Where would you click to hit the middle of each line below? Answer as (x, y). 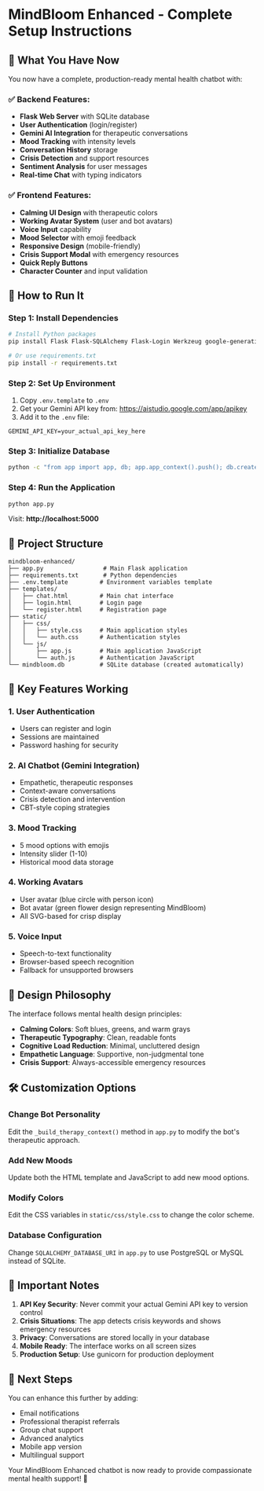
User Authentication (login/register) (78, 125)
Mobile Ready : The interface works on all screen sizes (108, 1346)
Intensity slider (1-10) (53, 854)
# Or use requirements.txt (52, 356)
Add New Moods (40, 1160)
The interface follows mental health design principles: (95, 1014)
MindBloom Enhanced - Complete (121, 15)
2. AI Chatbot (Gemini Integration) (74, 766)
